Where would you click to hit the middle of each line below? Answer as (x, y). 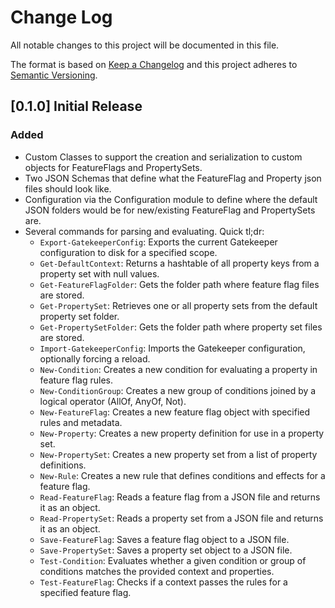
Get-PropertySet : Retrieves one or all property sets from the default (178, 305)
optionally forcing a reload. (95, 358)
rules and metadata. (81, 422)
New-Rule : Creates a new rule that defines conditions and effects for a (182, 475)
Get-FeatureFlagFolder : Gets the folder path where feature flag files (179, 284)
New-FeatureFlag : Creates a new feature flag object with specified (175, 412)
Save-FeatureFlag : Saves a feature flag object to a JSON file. (164, 539)
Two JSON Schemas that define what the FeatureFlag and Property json (173, 178)
